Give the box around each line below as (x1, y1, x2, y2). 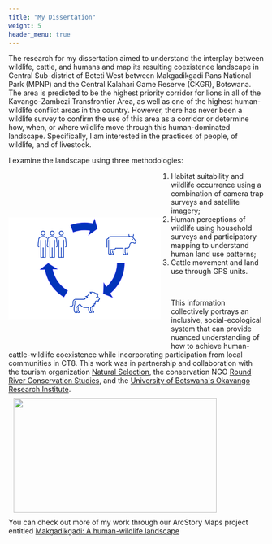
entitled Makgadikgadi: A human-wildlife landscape (8, 526, 180, 536)
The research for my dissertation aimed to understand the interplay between (8, 54, 264, 63)
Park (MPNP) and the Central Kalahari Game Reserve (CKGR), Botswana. (8, 80, 252, 89)
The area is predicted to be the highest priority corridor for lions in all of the (8, 88, 261, 98)
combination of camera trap (171, 189, 264, 198)
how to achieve (171, 342, 222, 351)
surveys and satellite (171, 198, 240, 207)
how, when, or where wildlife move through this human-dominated (8, 123, 231, 133)
